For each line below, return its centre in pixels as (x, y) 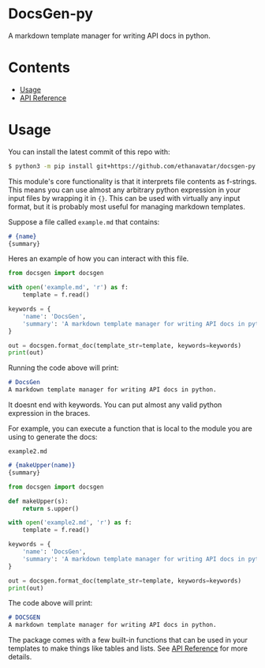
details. (20, 657)
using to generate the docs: (53, 437)
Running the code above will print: (64, 368)
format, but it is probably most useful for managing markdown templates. (127, 206)
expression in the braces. (49, 413)
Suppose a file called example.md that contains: (84, 221)
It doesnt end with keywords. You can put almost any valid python (115, 405)
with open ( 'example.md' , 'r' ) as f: (68, 288)
